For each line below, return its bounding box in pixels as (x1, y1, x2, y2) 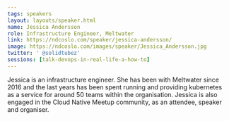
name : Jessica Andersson (7, 23, 81, 30)
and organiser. (7, 105, 49, 113)
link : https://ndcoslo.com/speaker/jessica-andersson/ (7, 37, 172, 44)
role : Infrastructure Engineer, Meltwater (7, 30, 134, 37)
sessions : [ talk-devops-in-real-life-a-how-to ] (7, 56, 151, 63)
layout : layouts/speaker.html (7, 17, 97, 24)
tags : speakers (7, 10, 52, 18)
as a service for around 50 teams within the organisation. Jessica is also (7, 90, 218, 98)
